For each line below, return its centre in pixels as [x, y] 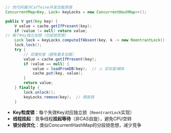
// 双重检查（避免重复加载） [50, 54]
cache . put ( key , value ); [58, 73]
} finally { [27, 88]
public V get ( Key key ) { [32, 21]
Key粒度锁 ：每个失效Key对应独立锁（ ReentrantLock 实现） [74, 112]
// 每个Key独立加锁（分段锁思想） [37, 36]
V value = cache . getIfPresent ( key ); [53, 26]
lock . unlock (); [40, 92]
